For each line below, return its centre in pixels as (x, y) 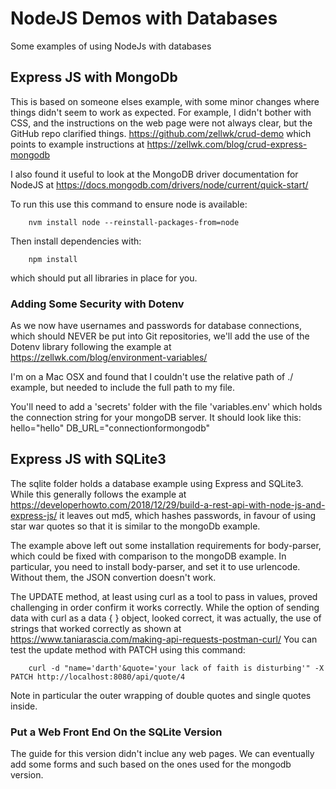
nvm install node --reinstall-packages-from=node (134, 222)
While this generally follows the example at (98, 494)
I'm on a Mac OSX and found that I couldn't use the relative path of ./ (152, 377)
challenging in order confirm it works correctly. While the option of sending (165, 607)
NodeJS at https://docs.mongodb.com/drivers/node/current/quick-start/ (159, 184)
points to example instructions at (77, 144)
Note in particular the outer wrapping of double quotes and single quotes (161, 695)
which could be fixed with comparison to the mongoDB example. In (148, 556)
